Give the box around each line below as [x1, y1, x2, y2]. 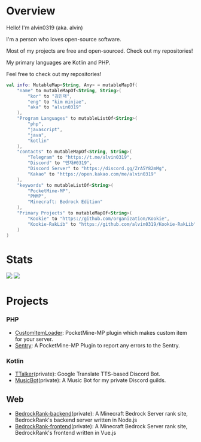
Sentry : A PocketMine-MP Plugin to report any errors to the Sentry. [14, 341, 181, 349]
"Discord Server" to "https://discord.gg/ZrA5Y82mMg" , [28, 166, 167, 172]
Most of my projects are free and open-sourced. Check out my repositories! [6, 47, 193, 55]
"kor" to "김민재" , [28, 93, 73, 99]
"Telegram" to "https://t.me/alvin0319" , [28, 155, 133, 161]
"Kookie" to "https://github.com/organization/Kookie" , [28, 216, 170, 222]
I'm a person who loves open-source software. [6, 35, 121, 43]
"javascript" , [28, 126, 63, 132]
